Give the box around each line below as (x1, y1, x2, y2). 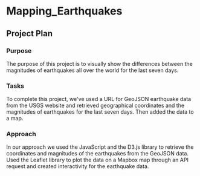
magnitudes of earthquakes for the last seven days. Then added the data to (6, 108, 195, 116)
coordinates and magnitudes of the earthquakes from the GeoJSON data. (6, 150, 189, 157)
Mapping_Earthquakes (6, 4, 123, 18)
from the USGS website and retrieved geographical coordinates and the (6, 102, 185, 109)
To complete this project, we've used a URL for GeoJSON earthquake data (6, 96, 192, 103)
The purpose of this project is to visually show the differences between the (6, 60, 193, 67)
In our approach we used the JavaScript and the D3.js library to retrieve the (6, 143, 194, 151)
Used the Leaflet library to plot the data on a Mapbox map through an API (6, 156, 189, 164)
